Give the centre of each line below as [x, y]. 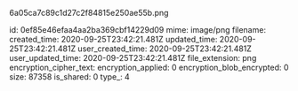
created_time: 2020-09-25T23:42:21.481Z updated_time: [113, 39]
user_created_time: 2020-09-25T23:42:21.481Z [165, 49]
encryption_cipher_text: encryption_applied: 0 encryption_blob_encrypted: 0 [149, 67]
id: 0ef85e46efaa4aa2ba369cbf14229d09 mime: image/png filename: [138, 30]
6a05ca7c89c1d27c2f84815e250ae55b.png [89, 13]
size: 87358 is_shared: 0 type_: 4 [70, 77]
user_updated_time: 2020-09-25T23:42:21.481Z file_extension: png [133, 58]
